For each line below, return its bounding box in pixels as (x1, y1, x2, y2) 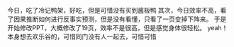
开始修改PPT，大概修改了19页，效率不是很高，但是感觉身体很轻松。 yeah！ (7, 24, 228, 32)
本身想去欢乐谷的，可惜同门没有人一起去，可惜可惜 (7, 32, 157, 41)
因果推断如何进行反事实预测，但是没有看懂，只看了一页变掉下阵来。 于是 (13, 15, 227, 23)
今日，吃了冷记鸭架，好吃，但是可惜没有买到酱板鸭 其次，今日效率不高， (7, 6, 221, 14)
